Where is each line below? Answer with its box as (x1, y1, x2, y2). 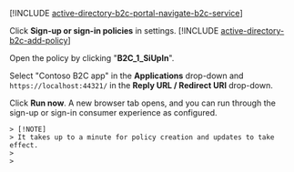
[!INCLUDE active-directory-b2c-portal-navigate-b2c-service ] (9, 8, 243, 18)
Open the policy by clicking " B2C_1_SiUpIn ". (9, 53, 175, 63)
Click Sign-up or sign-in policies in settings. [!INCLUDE (9, 25, 219, 35)
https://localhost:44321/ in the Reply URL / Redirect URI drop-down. (9, 80, 273, 90)
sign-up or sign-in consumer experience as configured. (9, 107, 218, 117)
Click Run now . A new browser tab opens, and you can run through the (9, 97, 276, 108)
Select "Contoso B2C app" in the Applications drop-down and (9, 70, 244, 81)
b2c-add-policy (9, 35, 68, 46)
